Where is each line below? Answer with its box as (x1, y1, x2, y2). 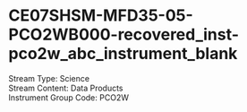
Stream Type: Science (8, 73, 90, 83)
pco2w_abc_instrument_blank (8, 44, 238, 64)
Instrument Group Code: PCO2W (8, 91, 129, 103)
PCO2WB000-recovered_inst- (8, 24, 239, 45)
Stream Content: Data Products (8, 82, 123, 93)
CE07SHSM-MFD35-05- (8, 5, 193, 26)
